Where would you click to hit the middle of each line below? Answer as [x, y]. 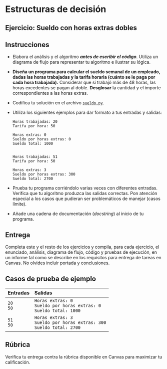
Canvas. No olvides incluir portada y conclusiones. [57, 263]
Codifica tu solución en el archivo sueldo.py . [58, 103]
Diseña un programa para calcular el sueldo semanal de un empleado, [86, 72]
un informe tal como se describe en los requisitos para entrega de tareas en [83, 258]
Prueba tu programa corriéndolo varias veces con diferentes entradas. [85, 188]
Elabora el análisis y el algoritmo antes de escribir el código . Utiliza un [85, 57]
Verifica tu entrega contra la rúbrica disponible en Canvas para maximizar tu [84, 356]
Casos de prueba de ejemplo [51, 279]
